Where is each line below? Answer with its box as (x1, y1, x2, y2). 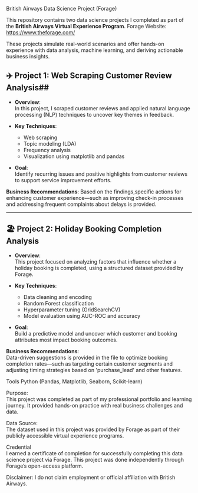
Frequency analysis (23, 146, 71, 153)
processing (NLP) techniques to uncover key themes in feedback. (14, 111, 174, 118)
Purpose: (6, 389, 28, 396)
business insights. (6, 53, 50, 60)
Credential (6, 443, 31, 451)
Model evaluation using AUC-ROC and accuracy (23, 312, 141, 319)
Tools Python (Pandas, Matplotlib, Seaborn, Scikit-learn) (6, 377, 143, 385)
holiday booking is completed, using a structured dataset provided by (14, 264, 184, 271)
